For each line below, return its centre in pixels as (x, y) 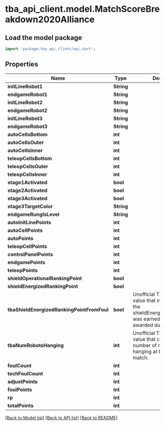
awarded (143, 325)
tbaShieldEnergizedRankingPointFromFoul (58, 309)
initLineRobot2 (25, 102)
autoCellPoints (25, 230)
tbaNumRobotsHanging (36, 345)
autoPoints (20, 238)
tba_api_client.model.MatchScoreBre (82, 9)
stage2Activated (27, 190)
